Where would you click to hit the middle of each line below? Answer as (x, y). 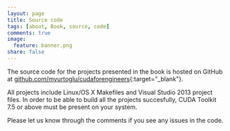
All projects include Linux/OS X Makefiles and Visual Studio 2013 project (110, 92)
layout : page (26, 13)
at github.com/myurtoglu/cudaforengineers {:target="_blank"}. (95, 79)
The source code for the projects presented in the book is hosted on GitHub (115, 71)
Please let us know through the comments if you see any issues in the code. (115, 120)
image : (17, 39)
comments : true (29, 33)
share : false (26, 52)
